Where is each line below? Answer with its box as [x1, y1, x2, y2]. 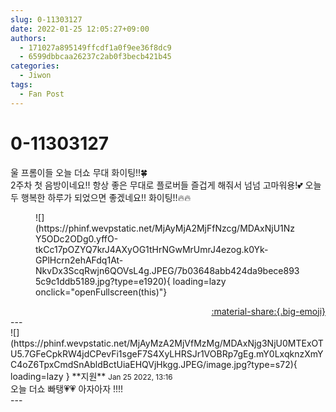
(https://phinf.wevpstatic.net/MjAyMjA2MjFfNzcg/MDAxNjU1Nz [35, 222, 296, 234]
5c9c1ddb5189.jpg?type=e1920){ [35, 275, 171, 287]
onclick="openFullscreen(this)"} [35, 286, 168, 298]
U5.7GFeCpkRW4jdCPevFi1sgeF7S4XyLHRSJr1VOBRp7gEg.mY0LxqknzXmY [10, 347, 324, 360]
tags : [10, 80, 33, 90]
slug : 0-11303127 [10, 14, 83, 25]
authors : [10, 33, 47, 43]
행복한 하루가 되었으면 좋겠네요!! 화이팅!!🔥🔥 [20, 191, 192, 203]
